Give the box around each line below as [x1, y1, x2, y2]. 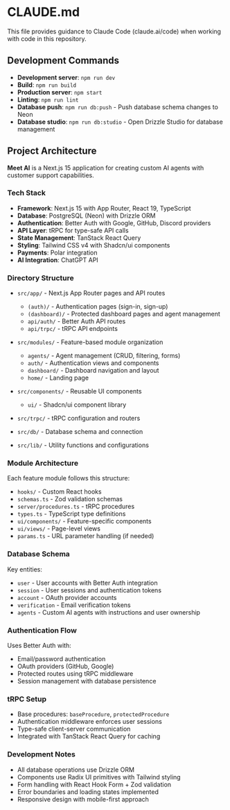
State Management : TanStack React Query [17, 234, 141, 242]
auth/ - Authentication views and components [27, 359, 159, 367]
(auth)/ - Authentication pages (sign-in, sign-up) [27, 302, 168, 311]
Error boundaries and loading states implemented [17, 787, 159, 796]
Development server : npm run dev [17, 73, 116, 81]
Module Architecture [7, 458, 78, 468]
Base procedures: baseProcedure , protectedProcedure [17, 710, 170, 718]
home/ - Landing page [27, 373, 89, 382]
